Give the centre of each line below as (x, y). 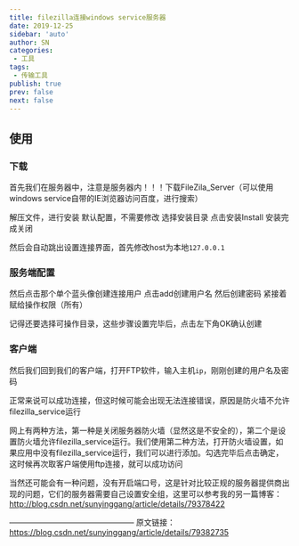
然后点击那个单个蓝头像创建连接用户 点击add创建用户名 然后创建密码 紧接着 (148, 294)
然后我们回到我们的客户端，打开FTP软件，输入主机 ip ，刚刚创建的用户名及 (145, 370)
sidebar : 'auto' (39, 34)
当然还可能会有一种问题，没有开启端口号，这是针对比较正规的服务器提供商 (145, 483)
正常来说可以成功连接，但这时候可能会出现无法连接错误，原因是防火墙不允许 (149, 400)
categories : (31, 51)
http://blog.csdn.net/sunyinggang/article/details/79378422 (117, 503)
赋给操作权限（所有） (48, 305)
